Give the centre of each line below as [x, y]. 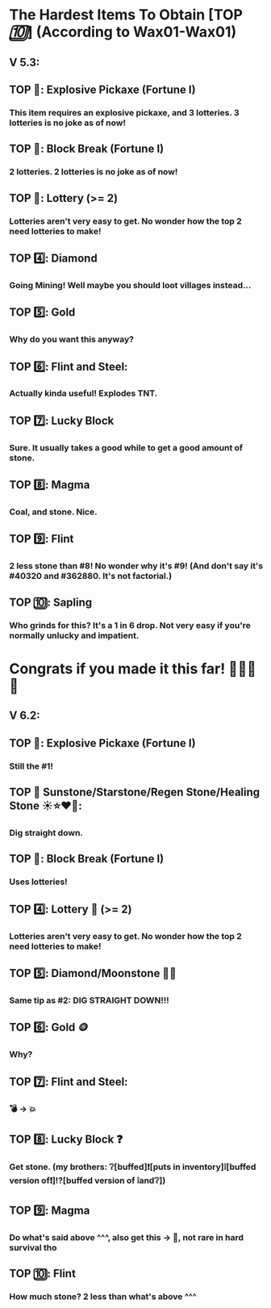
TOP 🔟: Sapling [51, 602]
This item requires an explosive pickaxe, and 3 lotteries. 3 [125, 112]
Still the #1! [31, 766]
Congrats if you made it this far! [117, 669]
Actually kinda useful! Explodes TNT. [83, 393]
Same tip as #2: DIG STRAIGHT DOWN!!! [90, 1000]
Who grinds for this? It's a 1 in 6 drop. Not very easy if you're [130, 625]
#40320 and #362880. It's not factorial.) [91, 576]
